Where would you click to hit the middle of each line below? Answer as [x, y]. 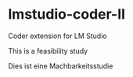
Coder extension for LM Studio [58, 36]
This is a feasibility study [48, 51]
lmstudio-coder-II [67, 14]
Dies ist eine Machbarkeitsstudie [61, 66]
